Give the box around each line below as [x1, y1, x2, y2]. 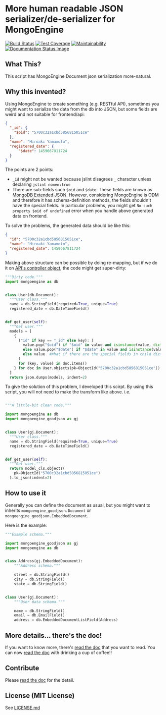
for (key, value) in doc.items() [18, 361, 87, 366]
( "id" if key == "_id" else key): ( [18, 338, 94, 343]
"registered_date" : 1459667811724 [9, 246, 81, 251]
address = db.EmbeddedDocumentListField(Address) [14, 617, 119, 622]
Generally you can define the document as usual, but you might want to [5, 502, 151, 508]
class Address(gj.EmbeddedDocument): [5, 558, 83, 564]
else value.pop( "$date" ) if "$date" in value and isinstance [23, 347, 152, 352]
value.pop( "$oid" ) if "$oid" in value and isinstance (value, [23, 342, 152, 347]
